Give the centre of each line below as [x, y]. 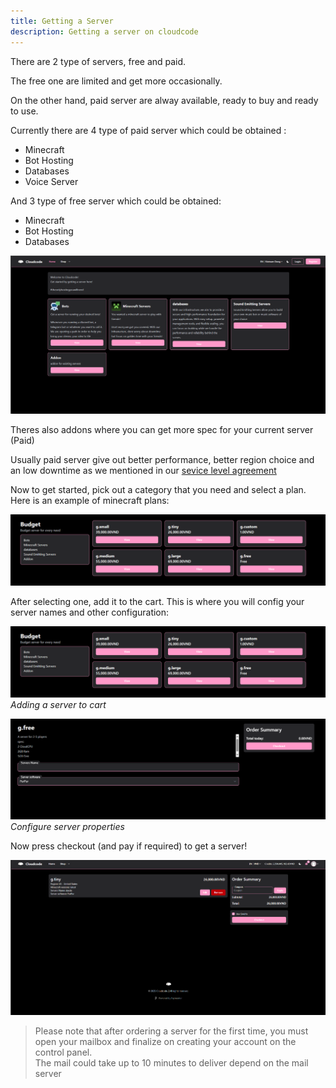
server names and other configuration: [90, 612]
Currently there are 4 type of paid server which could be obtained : [148, 130]
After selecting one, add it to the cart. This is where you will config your [157, 602]
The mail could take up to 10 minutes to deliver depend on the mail [171, 1062]
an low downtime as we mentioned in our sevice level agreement [143, 470]
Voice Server [51, 181]
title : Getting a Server [62, 21]
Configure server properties [67, 827]
